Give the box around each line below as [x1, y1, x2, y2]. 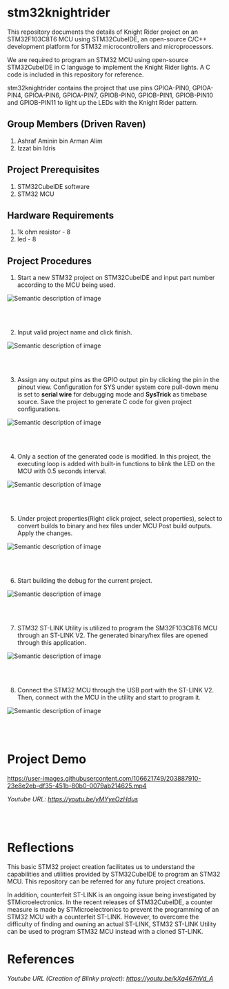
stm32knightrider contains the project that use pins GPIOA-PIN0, [7, 83, 191, 92]
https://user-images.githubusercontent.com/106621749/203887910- [7, 775, 201, 783]
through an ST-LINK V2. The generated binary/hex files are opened [17, 631, 208, 639]
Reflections [7, 840, 74, 856]
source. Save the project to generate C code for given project [17, 398, 192, 406]
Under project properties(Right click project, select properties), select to [17, 515, 223, 523]
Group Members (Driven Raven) [7, 119, 146, 130]
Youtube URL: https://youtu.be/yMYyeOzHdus [7, 795, 139, 803]
